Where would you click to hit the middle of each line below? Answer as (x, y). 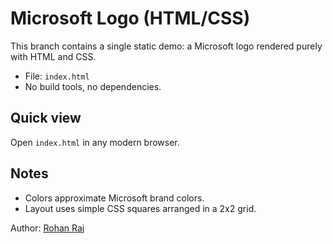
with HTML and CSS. (53, 56)
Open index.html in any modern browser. (95, 142)
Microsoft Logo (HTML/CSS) (130, 18)
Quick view (46, 118)
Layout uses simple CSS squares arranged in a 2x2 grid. (140, 208)
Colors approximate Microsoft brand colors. (114, 198)
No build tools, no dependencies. (93, 86)
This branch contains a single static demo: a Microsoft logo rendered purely (166, 46)
